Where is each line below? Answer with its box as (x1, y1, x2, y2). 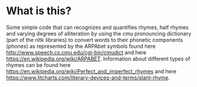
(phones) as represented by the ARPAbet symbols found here (6, 43, 156, 50)
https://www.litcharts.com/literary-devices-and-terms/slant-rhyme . (6, 74, 170, 81)
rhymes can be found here (6, 61, 71, 69)
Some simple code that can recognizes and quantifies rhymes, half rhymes (6, 24, 189, 31)
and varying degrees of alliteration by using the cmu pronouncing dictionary (6, 30, 192, 37)
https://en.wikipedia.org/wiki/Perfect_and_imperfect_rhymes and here (6, 67, 177, 75)
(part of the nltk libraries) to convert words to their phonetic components (6, 36, 183, 43)
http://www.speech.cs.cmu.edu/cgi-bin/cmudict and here (6, 49, 147, 56)
